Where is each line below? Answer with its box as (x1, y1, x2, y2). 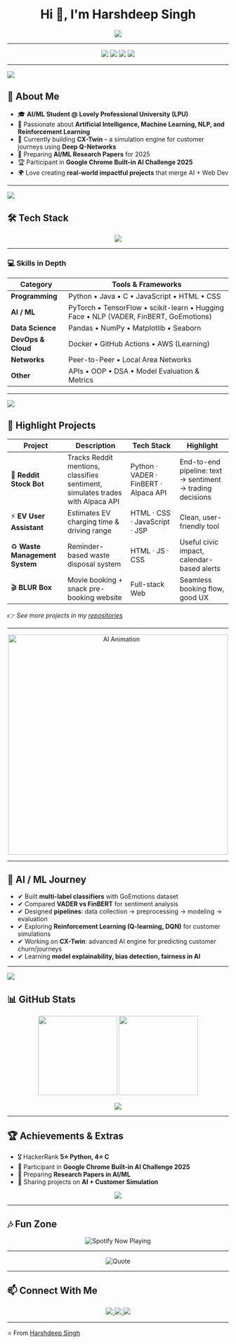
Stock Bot (11, 479, 44, 488)
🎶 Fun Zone (7, 1218, 58, 1230)
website (96, 592, 122, 602)
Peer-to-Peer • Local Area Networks (68, 355, 192, 364)
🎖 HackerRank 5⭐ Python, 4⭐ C (17, 1152, 110, 1161)
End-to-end (179, 457, 221, 467)
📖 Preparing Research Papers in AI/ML (17, 1170, 131, 1179)
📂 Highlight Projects (7, 419, 96, 432)
